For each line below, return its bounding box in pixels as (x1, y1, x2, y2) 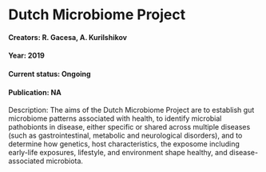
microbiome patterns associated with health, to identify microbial (8, 114, 222, 123)
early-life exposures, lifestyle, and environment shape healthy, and (8, 148, 228, 158)
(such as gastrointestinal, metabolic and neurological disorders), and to (8, 130, 243, 141)
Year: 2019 (8, 50, 46, 61)
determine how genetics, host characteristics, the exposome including (8, 139, 240, 149)
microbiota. (46, 156, 84, 166)
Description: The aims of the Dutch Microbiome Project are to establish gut (8, 106, 255, 115)
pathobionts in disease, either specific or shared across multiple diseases (8, 122, 251, 132)
